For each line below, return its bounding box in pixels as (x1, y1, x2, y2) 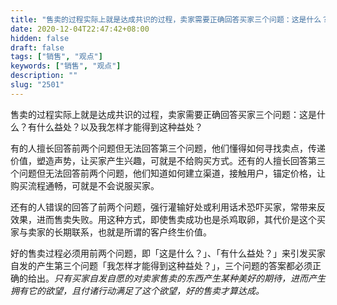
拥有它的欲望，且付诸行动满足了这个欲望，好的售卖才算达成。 (10, 284, 265, 296)
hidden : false (10, 33, 70, 43)
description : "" (10, 71, 78, 81)
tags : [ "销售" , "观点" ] (10, 52, 103, 62)
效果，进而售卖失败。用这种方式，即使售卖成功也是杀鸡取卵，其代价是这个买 (10, 213, 326, 225)
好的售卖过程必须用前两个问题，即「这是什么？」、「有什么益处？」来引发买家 (10, 247, 326, 259)
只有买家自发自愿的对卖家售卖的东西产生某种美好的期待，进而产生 (54, 272, 326, 284)
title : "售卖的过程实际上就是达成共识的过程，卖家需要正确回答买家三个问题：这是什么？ (10, 14, 330, 25)
